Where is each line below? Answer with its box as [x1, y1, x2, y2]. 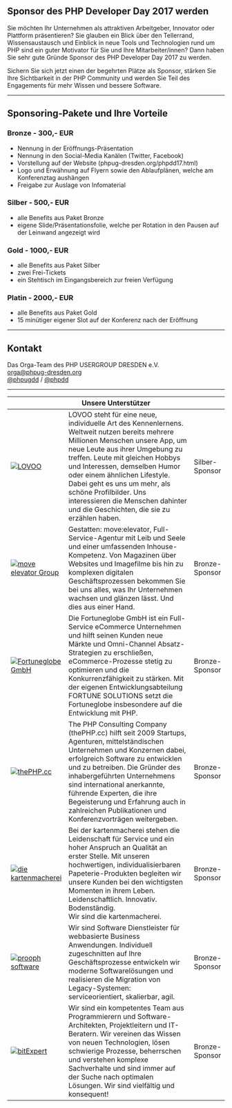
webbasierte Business [68, 931, 140, 941]
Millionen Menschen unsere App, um [68, 436, 188, 446]
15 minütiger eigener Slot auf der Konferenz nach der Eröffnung [17, 316, 198, 324]
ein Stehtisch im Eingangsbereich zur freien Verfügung [17, 276, 174, 284]
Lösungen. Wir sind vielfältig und [68, 1081, 175, 1091]
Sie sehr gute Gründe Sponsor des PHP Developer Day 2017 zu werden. [7, 53, 212, 61]
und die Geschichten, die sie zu [68, 505, 171, 515]
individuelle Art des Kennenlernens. [68, 419, 184, 428]
